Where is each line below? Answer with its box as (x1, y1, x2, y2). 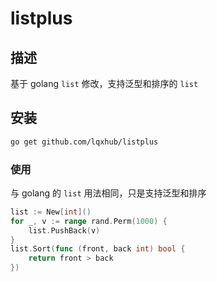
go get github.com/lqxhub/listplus (10, 137, 159, 147)
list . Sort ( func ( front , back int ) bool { (10, 244, 186, 254)
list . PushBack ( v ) (28, 225, 101, 236)
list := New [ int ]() (10, 207, 92, 217)
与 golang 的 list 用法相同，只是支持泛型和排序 (10, 187, 207, 199)
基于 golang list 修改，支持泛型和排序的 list (10, 78, 199, 89)
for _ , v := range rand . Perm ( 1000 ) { (10, 216, 168, 226)
